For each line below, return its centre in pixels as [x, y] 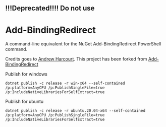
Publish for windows [26, 74]
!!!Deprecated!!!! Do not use [50, 8]
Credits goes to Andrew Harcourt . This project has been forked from [76, 59]
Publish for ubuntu [24, 102]
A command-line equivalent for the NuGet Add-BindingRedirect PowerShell [83, 44]
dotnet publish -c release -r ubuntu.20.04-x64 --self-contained [75, 111]
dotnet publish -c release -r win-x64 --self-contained [65, 83]
